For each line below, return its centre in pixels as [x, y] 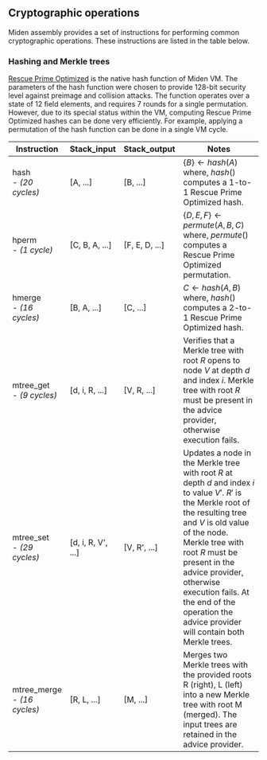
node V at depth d [216, 371]
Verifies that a [209, 341]
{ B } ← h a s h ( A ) [210, 162]
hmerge [27, 298]
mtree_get [31, 385]
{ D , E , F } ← [202, 216]
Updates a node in [217, 453]
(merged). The [210, 715]
